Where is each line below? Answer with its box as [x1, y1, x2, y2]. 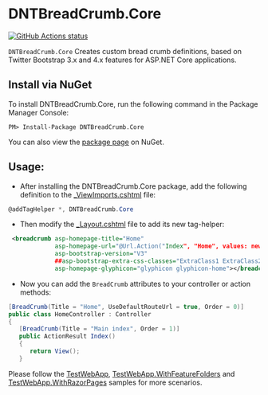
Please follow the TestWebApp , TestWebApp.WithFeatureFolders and [8, 369, 235, 378]
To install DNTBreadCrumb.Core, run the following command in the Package [8, 99, 258, 108]
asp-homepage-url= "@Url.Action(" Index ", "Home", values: [54, 242, 248, 251]
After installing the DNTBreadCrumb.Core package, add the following [19, 181, 247, 191]
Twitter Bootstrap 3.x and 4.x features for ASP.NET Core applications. [8, 55, 237, 65]
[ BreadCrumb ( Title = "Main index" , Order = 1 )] [18, 325, 180, 333]
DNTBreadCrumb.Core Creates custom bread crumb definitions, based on [8, 46, 242, 56]
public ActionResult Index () [18, 332, 116, 341]
